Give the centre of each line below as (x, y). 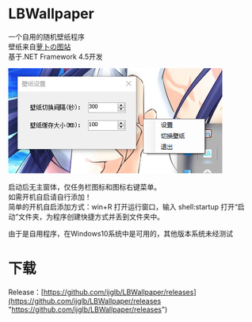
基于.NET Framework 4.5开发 (55, 56)
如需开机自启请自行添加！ (50, 197)
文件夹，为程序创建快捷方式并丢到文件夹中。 (92, 217)
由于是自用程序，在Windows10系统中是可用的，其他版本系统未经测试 (121, 233)
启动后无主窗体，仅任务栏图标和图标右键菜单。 (84, 186)
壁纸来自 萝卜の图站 (40, 46)
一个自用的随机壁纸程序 (46, 36)
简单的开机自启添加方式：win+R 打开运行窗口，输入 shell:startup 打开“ (123, 206)
